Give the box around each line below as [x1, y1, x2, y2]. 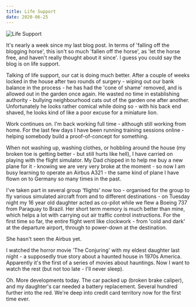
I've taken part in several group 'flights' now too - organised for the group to [6, 186, 190, 193]
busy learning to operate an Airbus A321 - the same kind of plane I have [6, 169, 180, 176]
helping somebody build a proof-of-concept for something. [6, 132, 149, 139]
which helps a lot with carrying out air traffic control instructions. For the [6, 212, 180, 219]
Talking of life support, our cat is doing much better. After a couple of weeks [6, 71, 190, 79]
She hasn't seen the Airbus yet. [6, 235, 82, 242]
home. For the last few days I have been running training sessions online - [6, 127, 184, 134]
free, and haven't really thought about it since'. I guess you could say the [6, 54, 181, 61]
